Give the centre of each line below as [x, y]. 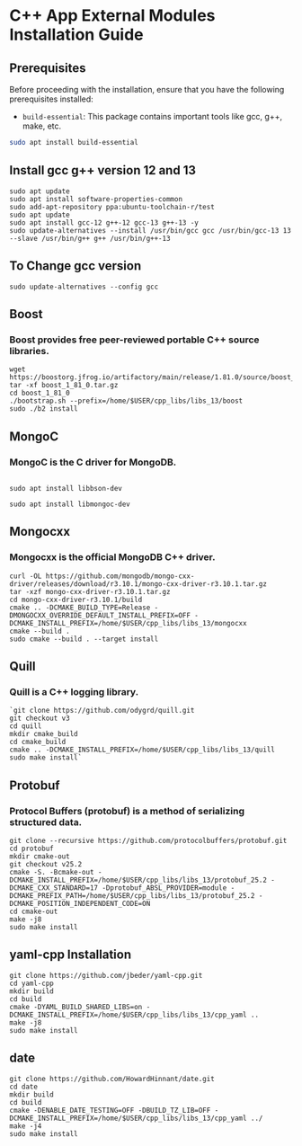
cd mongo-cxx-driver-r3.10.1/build [76, 600]
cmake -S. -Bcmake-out [52, 872]
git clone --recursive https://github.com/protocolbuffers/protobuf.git [148, 840]
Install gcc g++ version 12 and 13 [102, 170]
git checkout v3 [40, 719]
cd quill [26, 726]
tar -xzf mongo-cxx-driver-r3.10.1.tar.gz [90, 591]
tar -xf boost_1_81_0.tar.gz [64, 386]
